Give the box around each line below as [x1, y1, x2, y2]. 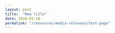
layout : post [5, 7, 32, 12]
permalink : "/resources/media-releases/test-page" [5, 20, 111, 26]
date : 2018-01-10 [5, 16, 41, 21]
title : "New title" [5, 12, 47, 16]
